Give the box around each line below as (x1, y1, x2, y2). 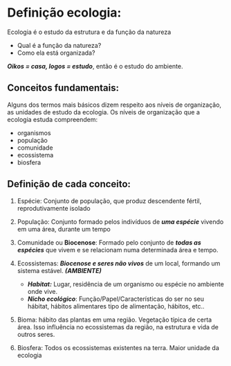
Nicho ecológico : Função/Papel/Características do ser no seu (27, 295, 204, 303)
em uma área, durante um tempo (17, 225, 111, 233)
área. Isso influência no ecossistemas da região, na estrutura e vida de (17, 322, 219, 331)
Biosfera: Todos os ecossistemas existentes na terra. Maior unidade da (17, 343, 220, 351)
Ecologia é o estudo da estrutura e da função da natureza (7, 28, 172, 36)
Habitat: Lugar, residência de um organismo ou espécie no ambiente (27, 279, 225, 288)
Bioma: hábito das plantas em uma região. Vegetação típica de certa (17, 315, 212, 324)
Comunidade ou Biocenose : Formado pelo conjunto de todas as (17, 238, 202, 247)
